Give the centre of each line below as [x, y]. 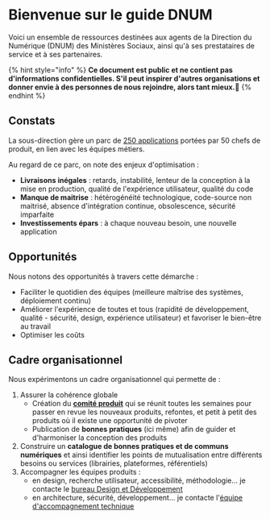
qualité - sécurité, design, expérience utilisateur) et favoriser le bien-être [141, 318]
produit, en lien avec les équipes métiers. [77, 149]
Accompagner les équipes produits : [80, 472]
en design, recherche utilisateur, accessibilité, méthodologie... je [139, 480]
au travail [35, 326]
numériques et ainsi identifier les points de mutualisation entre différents [141, 455]
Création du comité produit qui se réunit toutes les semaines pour [142, 404]
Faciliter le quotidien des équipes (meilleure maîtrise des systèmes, [131, 292]
